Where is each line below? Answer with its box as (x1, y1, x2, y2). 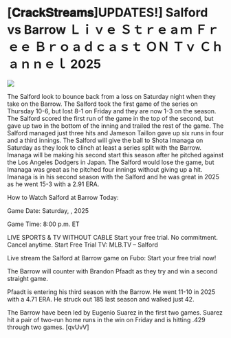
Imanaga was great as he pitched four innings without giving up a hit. (7, 165, 203, 173)
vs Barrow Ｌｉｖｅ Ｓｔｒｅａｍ (7, 22, 192, 38)
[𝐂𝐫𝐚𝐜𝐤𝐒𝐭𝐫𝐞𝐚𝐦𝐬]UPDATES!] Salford (7, 5, 208, 21)
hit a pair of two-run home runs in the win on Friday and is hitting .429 (7, 315, 206, 324)
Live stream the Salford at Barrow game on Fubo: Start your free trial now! (7, 253, 217, 262)
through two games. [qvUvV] (7, 323, 89, 331)
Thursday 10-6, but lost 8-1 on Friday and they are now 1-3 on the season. (7, 106, 217, 115)
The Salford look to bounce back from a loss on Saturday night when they (7, 92, 217, 100)
